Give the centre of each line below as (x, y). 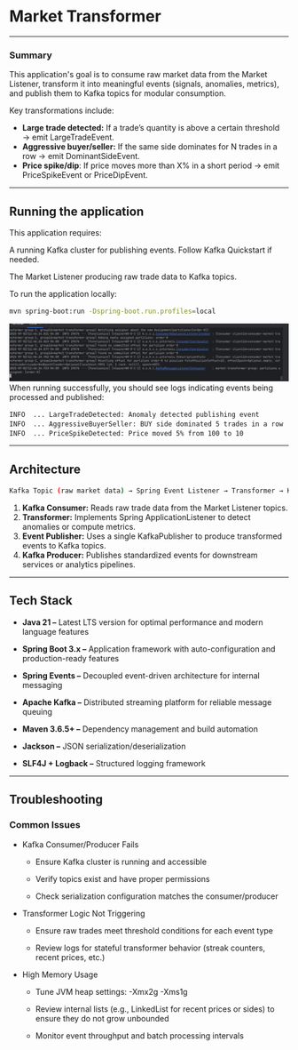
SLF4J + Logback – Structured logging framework (114, 763)
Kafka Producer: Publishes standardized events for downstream (140, 555)
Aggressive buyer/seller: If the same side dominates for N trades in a (149, 147)
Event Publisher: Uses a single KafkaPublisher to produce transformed (152, 536)
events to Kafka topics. (64, 546)
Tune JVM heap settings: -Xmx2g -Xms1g (111, 991)
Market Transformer (85, 16)
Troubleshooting (56, 800)
